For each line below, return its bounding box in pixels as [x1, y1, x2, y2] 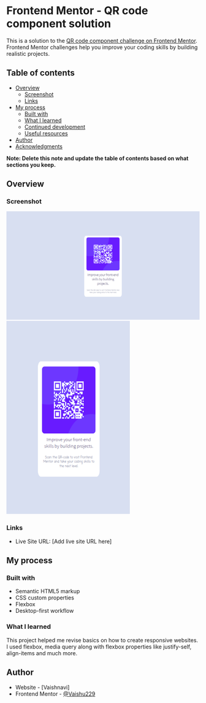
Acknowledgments [15, 142, 63, 150]
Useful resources [24, 129, 69, 137]
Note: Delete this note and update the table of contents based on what [6, 154, 189, 162]
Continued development [24, 123, 86, 131]
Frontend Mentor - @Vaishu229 [15, 690, 96, 697]
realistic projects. [6, 50, 50, 57]
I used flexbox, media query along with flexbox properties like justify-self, [6, 643, 192, 650]
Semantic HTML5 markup [15, 588, 80, 595]
